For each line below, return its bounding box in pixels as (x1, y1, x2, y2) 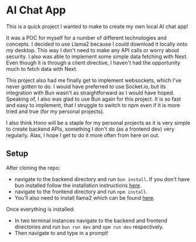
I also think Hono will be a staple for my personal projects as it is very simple (6, 119, 191, 126)
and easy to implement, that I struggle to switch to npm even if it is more (6, 101, 180, 108)
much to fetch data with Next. (6, 65, 78, 72)
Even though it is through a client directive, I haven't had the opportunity (6, 59, 180, 66)
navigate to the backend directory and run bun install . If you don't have (14, 175, 190, 182)
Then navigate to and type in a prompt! (14, 229, 109, 236)
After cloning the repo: (6, 164, 60, 171)
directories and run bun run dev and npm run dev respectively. (14, 223, 164, 230)
